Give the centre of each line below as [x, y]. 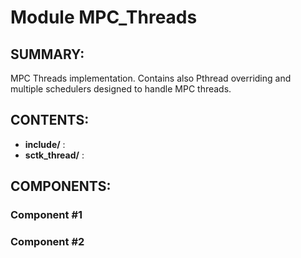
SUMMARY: [47, 54]
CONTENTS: [50, 120]
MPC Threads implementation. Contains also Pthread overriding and [151, 78]
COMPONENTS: [61, 186]
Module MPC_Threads [104, 17]
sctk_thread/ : [54, 155]
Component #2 [47, 242]
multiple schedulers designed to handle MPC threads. [121, 89]
